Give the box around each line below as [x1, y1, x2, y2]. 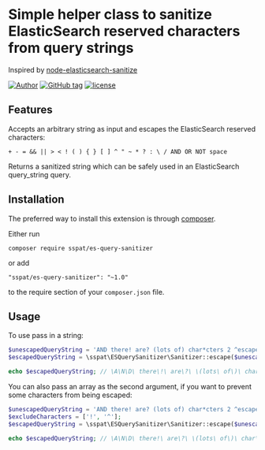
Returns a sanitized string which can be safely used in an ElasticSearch [8, 162, 240, 171]
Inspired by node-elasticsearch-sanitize [8, 65, 138, 74]
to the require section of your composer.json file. [8, 287, 165, 296]
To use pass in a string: [8, 331, 84, 340]
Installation [8, 193, 65, 206]
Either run [8, 229, 40, 238]
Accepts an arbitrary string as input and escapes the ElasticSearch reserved [8, 124, 256, 133]
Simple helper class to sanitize [8, 6, 213, 24]
